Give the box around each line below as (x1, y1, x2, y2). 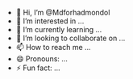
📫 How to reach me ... (15, 43, 91, 52)
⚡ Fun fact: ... (15, 63, 60, 73)
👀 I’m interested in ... (15, 16, 85, 26)
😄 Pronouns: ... (15, 54, 69, 64)
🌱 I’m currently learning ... (15, 25, 102, 34)
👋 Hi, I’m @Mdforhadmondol (15, 8, 110, 17)
